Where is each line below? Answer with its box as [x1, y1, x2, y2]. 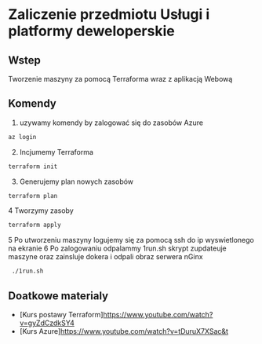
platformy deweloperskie [8, 22, 175, 40]
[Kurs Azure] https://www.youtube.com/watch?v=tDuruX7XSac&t [19, 327, 229, 335]
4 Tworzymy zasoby [8, 206, 75, 215]
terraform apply [8, 221, 61, 229]
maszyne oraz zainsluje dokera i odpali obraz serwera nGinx [8, 252, 203, 262]
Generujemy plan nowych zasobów [19, 177, 134, 186]
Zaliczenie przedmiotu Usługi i [8, 5, 210, 24]
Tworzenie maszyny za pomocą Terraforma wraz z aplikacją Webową [8, 75, 233, 83]
